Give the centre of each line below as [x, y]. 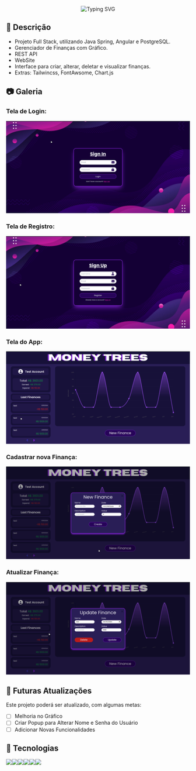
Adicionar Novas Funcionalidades [55, 729]
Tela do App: [24, 342]
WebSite [24, 60]
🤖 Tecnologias [32, 748]
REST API [26, 54]
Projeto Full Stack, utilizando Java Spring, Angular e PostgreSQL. [92, 42]
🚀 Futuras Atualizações [49, 691]
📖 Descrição [29, 27]
